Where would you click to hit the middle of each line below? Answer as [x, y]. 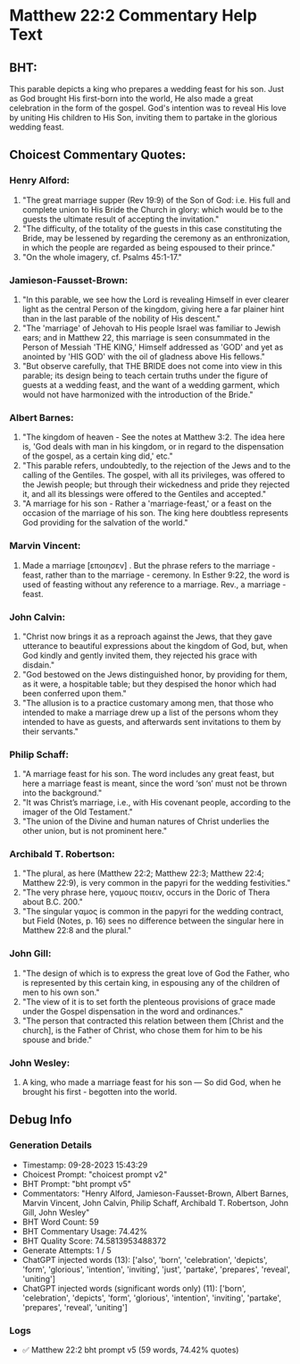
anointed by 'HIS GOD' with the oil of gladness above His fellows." [144, 356]
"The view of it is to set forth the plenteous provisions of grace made [149, 1001]
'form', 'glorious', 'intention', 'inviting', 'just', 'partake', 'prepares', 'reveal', [156, 1269]
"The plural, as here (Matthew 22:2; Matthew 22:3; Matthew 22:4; [143, 873]
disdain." [38, 665]
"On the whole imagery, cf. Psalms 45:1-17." [102, 257]
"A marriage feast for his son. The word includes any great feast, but [148, 774]
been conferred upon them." [74, 693]
